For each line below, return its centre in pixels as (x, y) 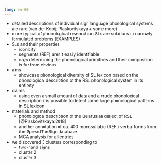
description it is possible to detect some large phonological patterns (87, 100)
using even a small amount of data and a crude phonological (79, 96)
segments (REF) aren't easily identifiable (59, 54)
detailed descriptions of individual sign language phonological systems (82, 23)
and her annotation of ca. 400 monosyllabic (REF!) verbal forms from (88, 126)
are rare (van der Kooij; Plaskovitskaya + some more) (64, 28)
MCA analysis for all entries (46, 137)
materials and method (33, 111)
